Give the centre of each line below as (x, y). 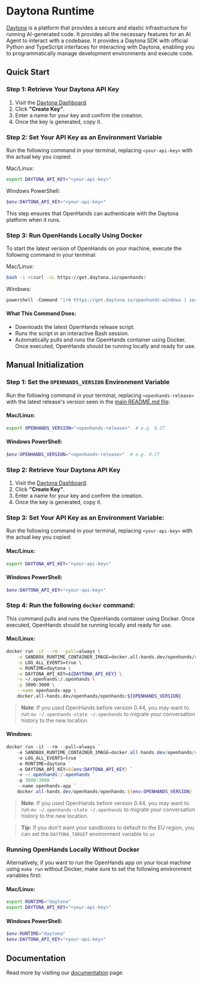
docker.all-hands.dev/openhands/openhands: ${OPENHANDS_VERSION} (99, 696)
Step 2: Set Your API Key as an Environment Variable (84, 137)
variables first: (24, 876)
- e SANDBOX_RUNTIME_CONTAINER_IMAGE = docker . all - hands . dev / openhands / (106, 752)
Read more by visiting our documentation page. (65, 972)
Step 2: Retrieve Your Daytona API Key (63, 470)
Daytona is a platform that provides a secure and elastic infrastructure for (97, 28)
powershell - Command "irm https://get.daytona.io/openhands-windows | (96, 300)
